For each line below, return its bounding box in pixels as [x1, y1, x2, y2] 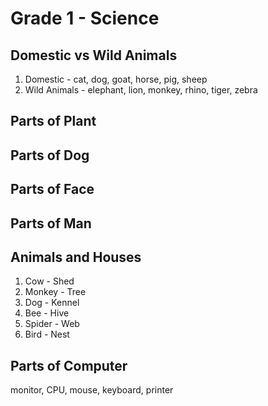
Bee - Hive [24, 307, 70, 319]
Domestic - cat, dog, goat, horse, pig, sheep [24, 73, 208, 85]
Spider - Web [24, 318, 80, 330]
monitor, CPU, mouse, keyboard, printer [10, 384, 174, 396]
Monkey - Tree [24, 286, 87, 298]
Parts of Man [10, 215, 92, 232]
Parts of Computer [10, 357, 128, 374]
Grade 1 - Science [10, 7, 160, 30]
